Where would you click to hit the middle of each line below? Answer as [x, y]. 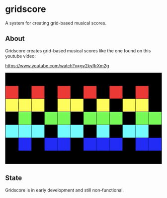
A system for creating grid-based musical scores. [56, 23]
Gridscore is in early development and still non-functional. [65, 190]
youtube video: [21, 56]
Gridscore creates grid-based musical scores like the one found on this [78, 50]
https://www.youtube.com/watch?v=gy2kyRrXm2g [57, 65]
